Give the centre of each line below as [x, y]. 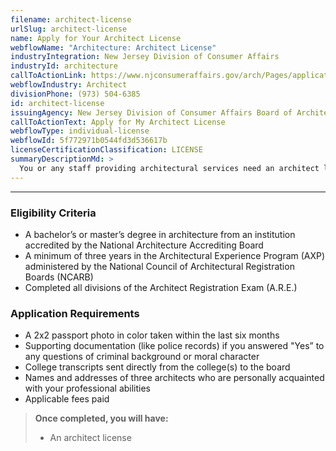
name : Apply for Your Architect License [96, 38]
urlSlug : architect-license [69, 29]
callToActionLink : [48, 76]
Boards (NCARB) [59, 277]
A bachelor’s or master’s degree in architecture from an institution [160, 234]
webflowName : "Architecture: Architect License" [113, 47]
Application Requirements [75, 313]
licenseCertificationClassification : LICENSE [106, 150]
